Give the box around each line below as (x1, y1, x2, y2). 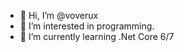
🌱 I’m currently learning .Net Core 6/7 (19, 31, 175, 42)
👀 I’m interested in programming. (19, 20, 155, 32)
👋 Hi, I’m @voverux (19, 10, 99, 21)
